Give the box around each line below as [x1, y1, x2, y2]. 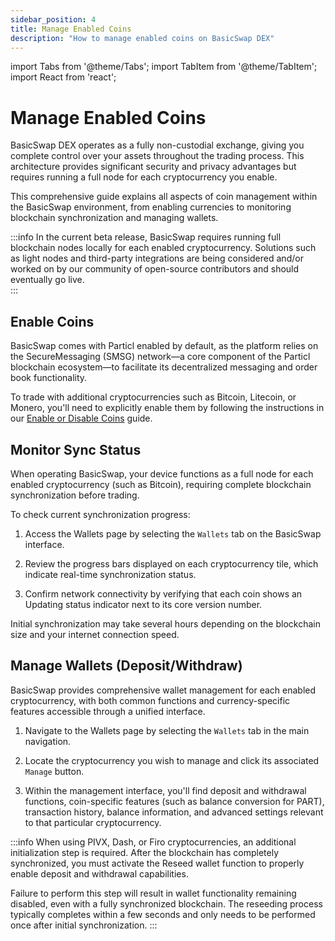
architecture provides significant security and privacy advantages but [10, 161, 297, 173]
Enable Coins [10, 313, 95, 330]
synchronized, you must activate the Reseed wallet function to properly [10, 857, 305, 869]
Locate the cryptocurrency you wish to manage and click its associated [24, 754, 320, 766]
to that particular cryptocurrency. [24, 816, 162, 828]
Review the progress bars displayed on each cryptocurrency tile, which [24, 557, 319, 570]
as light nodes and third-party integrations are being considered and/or [10, 252, 304, 265]
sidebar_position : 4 [10, 14, 97, 25]
